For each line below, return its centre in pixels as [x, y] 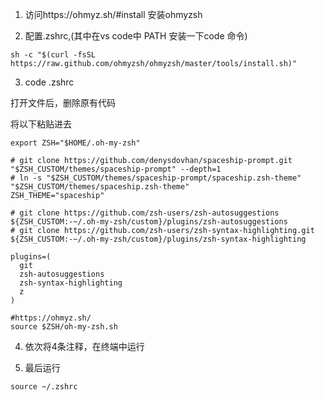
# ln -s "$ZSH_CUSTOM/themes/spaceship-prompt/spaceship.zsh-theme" [156, 178]
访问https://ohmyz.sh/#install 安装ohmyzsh [113, 14]
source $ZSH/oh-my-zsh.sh [64, 327]
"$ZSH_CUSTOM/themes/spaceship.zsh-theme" [100, 187]
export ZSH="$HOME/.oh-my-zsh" [75, 143]
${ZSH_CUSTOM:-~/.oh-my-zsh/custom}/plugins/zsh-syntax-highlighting [158, 239]
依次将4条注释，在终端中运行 [84, 346]
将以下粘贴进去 [41, 124]
